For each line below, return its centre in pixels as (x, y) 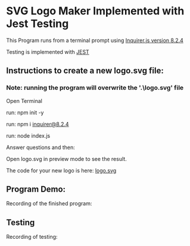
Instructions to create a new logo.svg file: (85, 71)
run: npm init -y (25, 113)
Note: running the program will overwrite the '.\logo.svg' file (95, 88)
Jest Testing (38, 24)
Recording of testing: (32, 237)
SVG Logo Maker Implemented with (95, 11)
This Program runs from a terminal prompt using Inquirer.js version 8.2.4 (95, 40)
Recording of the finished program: (49, 204)
